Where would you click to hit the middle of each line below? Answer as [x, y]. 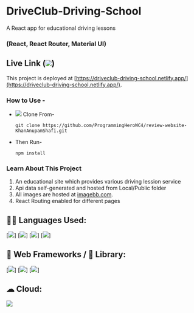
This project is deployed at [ [41, 78]
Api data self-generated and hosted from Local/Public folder [91, 188]
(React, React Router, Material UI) [56, 44]
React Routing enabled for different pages [68, 201]
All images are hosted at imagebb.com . [64, 194]
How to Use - [26, 100]
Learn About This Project [44, 168]
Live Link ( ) [30, 64]
